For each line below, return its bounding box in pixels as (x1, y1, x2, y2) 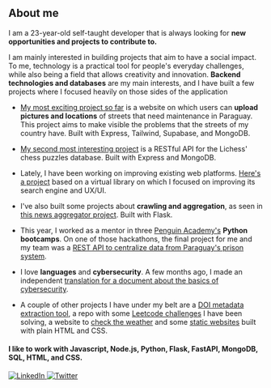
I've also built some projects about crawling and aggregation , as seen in (19, 201, 263, 211)
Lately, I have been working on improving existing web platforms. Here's (19, 168, 261, 177)
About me (8, 6, 59, 20)
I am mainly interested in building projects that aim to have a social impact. (8, 52, 257, 62)
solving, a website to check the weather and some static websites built (19, 317, 256, 326)
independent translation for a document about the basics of (19, 275, 219, 285)
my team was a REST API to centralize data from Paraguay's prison (19, 242, 244, 252)
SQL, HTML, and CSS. (8, 352, 83, 363)
